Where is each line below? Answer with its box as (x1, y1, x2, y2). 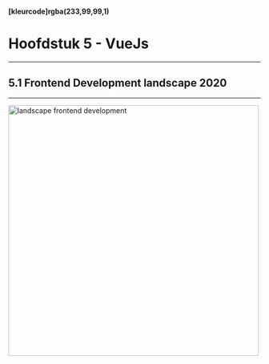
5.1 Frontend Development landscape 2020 (8, 76, 227, 90)
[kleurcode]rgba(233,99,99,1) (8, 6, 110, 16)
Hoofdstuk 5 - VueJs (8, 34, 150, 52)
